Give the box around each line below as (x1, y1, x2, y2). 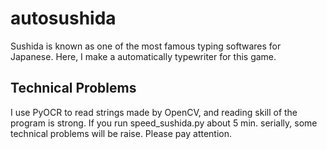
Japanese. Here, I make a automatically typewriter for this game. (10, 50, 277, 62)
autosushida (10, 7, 117, 30)
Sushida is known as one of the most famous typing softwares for (10, 40, 282, 52)
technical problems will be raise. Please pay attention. (10, 127, 233, 139)
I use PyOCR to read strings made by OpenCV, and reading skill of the (10, 106, 298, 118)
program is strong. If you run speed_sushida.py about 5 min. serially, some (10, 117, 318, 129)
